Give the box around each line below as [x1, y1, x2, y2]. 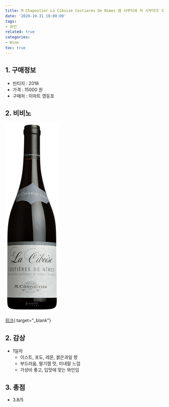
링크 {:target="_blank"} [5, 317, 51, 323]
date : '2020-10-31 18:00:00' [5, 13, 66, 19]
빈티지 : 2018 [12, 80, 39, 86]
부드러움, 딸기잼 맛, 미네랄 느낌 [20, 361, 80, 367]
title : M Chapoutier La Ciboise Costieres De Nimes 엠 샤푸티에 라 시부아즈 [5, 8, 159, 13]
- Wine [5, 40, 19, 45]
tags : [5, 19, 17, 24]
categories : [5, 35, 30, 40]
